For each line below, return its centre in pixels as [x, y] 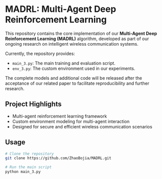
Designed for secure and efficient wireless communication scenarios [82, 126]
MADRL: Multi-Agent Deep [61, 9]
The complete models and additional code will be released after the [74, 78]
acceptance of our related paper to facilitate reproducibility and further [77, 83]
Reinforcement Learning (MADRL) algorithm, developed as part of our [77, 39]
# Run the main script [28, 167]
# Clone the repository [30, 154]
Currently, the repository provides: [40, 54]
